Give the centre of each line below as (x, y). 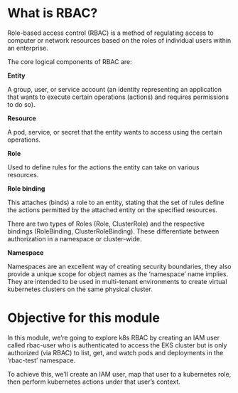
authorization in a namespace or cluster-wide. (75, 239)
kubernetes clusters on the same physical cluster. (80, 289)
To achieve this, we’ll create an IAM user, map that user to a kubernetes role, (119, 374)
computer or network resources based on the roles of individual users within (119, 40)
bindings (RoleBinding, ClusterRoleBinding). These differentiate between (113, 231)
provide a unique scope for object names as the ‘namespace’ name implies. (118, 274)
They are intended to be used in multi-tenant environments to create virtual (117, 281)
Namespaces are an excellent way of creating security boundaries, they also (119, 266)
